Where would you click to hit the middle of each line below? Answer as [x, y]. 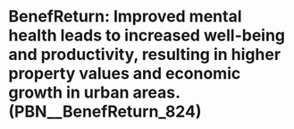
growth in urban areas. [94, 93]
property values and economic [125, 74]
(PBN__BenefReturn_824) [105, 112]
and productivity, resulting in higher [145, 55]
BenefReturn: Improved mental [125, 17]
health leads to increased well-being [147, 35]
